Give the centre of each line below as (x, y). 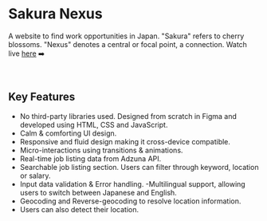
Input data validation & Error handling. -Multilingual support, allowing (132, 184)
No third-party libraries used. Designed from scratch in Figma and (128, 116)
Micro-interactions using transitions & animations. (101, 150)
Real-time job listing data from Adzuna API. (90, 158)
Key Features (42, 97)
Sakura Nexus (55, 14)
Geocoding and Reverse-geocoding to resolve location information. (130, 201)
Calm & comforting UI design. (68, 133)
